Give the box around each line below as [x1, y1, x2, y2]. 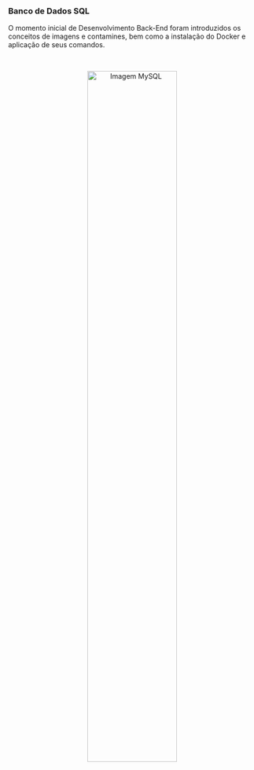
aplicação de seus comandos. [8, 40, 105, 50]
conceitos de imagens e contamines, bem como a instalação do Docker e [8, 31, 246, 41]
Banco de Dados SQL [8, 6, 90, 17]
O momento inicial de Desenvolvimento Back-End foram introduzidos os [8, 24, 241, 33]
